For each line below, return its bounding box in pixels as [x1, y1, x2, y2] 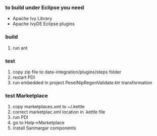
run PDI [12, 114, 29, 120]
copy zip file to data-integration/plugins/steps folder [12, 69, 122, 75]
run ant [12, 45, 28, 51]
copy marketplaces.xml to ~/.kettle [12, 104, 85, 110]
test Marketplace [5, 92, 48, 99]
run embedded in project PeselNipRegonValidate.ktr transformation [12, 80, 152, 86]
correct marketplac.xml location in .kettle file [12, 109, 106, 115]
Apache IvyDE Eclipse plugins [12, 21, 75, 27]
